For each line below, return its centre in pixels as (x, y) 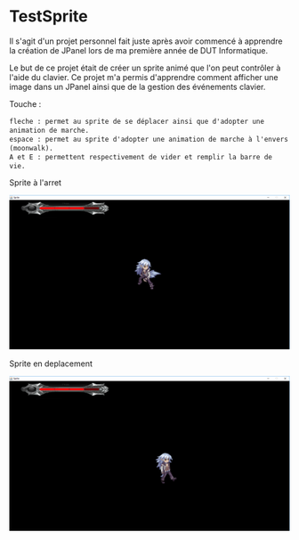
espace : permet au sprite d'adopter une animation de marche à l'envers (149, 139)
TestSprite (48, 16)
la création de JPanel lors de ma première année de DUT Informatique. (139, 50)
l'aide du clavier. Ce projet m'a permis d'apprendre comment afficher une (144, 77)
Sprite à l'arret (36, 182)
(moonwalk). (31, 148)
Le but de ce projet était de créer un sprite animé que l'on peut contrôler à (145, 68)
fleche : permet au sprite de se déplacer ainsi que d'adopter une (137, 121)
